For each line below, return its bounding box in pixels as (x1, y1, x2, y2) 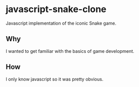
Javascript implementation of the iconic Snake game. (6, 20, 117, 26)
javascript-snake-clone (6, 4, 107, 15)
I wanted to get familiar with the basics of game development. (6, 48, 134, 54)
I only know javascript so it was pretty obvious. (6, 76, 104, 82)
